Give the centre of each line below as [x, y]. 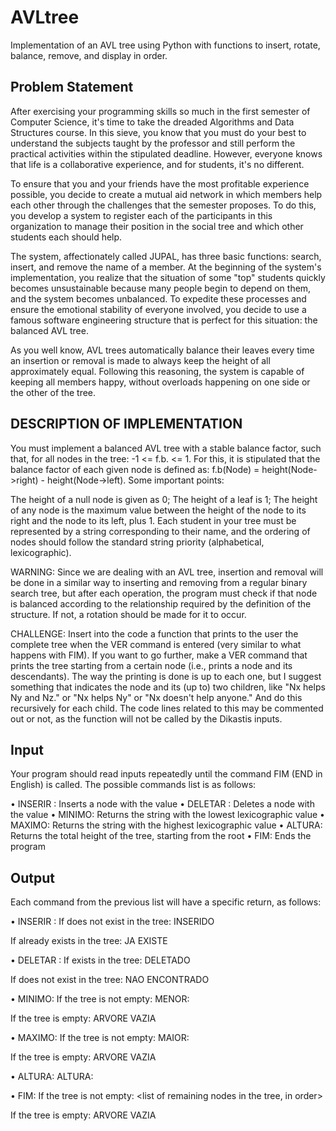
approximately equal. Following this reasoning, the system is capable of [157, 371]
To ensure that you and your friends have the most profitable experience [160, 183]
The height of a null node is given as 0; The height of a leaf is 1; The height [164, 499]
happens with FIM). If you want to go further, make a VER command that [159, 655]
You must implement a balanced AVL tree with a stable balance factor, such [166, 448]
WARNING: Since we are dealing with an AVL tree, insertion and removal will [167, 572]
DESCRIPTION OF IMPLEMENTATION [126, 424]
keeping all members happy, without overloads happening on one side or [160, 382]
